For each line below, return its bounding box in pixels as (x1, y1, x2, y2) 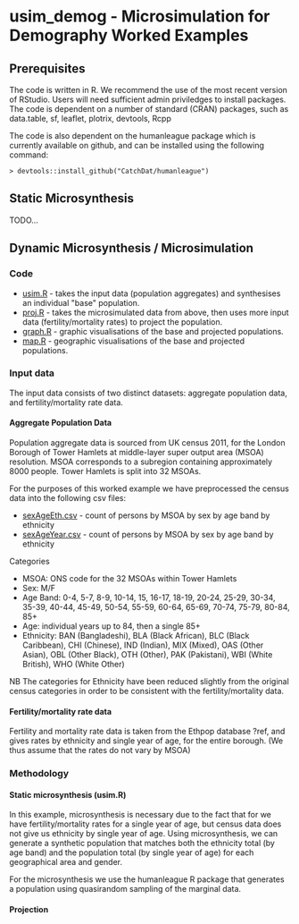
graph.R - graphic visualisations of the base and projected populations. (21, 326, 284, 336)
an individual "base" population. (21, 297, 140, 308)
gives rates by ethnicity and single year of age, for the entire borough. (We (9, 735, 284, 746)
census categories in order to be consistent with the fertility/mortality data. (9, 686, 284, 696)
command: (9, 149, 49, 160)
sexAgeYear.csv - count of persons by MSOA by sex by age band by (21, 530, 274, 539)
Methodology (9, 767, 70, 780)
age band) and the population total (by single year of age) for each (9, 847, 254, 858)
